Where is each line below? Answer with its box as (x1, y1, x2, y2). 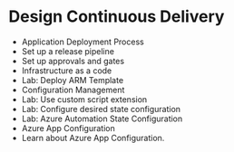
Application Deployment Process (21, 36, 144, 47)
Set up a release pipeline (21, 45, 115, 56)
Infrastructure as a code (21, 65, 112, 76)
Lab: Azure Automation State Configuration (21, 113, 183, 124)
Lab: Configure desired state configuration (21, 103, 181, 114)
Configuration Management (21, 84, 125, 95)
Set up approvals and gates (21, 55, 124, 66)
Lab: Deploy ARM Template (21, 74, 124, 85)
